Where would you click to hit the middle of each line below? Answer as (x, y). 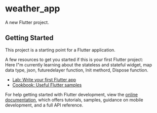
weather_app (33, 9)
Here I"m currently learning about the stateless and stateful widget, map (78, 64)
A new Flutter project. (27, 22)
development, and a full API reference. (44, 105)
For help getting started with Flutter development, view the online (72, 94)
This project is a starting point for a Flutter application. (60, 50)
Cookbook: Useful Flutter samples (47, 85)
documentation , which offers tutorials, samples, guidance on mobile (74, 100)
